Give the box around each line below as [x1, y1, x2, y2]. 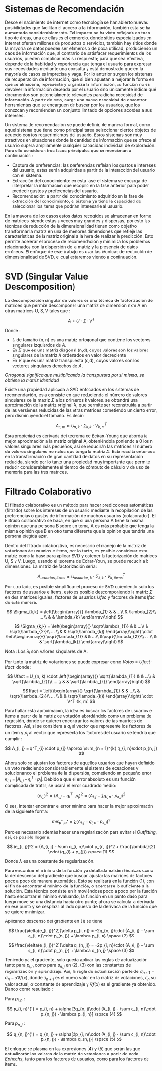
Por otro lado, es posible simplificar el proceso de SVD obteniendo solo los [5, 584, 154, 590]
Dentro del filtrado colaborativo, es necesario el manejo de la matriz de [5, 542, 147, 548]
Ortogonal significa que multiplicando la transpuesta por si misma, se [5, 372, 144, 378]
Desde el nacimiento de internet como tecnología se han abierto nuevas [5, 19, 148, 25]
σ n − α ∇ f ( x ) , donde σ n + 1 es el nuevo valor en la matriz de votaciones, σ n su [5, 974, 156, 982]
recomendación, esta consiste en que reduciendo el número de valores [5, 392, 147, 398]
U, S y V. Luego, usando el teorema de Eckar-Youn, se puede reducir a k [5, 558, 149, 564]
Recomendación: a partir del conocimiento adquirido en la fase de [12, 193, 144, 199]
